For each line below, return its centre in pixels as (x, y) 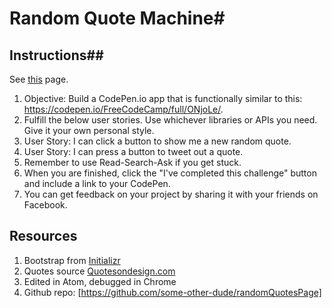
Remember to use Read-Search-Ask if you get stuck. (132, 162)
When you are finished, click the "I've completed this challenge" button (170, 173)
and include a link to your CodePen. (97, 183)
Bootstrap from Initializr (72, 260)
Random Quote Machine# (117, 18)
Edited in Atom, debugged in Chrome (100, 281)
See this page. (39, 79)
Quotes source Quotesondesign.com (99, 271)
